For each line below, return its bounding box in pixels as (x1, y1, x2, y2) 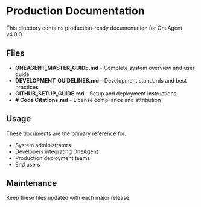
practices (14, 83, 39, 91)
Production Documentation (6, 4, 145, 18)
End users (14, 161, 40, 168)
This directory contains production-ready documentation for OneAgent (6, 24, 183, 31)
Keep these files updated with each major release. (6, 194, 131, 202)
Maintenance (6, 178, 57, 188)
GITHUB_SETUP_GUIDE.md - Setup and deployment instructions (14, 89, 177, 97)
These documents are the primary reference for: (6, 130, 127, 137)
